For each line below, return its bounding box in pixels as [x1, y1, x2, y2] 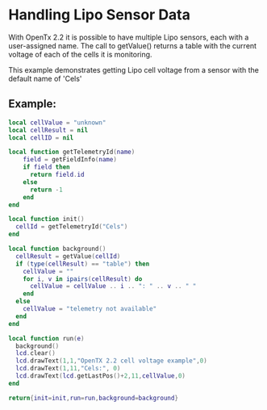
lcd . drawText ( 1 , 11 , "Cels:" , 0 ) [15, 365, 121, 373]
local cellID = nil [8, 133, 74, 142]
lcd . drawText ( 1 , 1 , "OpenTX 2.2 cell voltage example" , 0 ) [15, 357, 207, 365]
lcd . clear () [15, 349, 56, 358]
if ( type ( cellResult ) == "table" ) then [15, 260, 150, 268]
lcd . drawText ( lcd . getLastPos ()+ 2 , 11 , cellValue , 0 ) [15, 372, 186, 380]
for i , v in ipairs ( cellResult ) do [23, 274, 143, 283]
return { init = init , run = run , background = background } [8, 394, 179, 402]
